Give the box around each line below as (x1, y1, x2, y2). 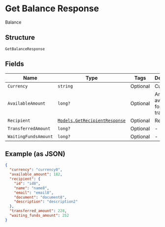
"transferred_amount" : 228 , (9, 208, 67, 214)
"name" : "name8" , (14, 185, 50, 191)
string (57, 83, 73, 89)
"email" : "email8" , (14, 190, 54, 195)
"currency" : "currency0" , (9, 168, 63, 172)
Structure (5, 33, 35, 42)
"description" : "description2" (14, 199, 78, 204)
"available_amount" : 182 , (9, 172, 63, 177)
